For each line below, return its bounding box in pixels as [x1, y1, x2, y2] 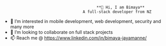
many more [10, 24, 34, 30]
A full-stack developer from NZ [82, 9, 152, 14]
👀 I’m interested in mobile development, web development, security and [10, 18, 161, 24]
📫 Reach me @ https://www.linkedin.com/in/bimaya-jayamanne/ [10, 35, 147, 41]
